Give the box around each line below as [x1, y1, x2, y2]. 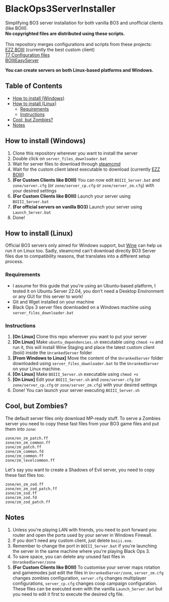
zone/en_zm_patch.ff [5, 435, 49, 441]
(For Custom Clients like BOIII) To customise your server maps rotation [12, 564, 160, 570]
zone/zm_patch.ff [5, 444, 42, 449]
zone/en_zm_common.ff [5, 440, 51, 445]
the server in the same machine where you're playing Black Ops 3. [12, 548, 150, 554]
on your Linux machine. [12, 366, 61, 372]
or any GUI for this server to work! [12, 293, 83, 299]
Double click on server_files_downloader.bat [12, 155, 107, 162]
